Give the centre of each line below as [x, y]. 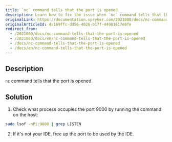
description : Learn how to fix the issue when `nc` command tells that [83, 15]
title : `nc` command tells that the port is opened [61, 10]
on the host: [25, 115]
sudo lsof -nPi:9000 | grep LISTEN [43, 124]
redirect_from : [21, 29]
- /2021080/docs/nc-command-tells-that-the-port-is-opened [74, 34]
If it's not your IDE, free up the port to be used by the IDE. [73, 134]
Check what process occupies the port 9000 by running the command [87, 109]
